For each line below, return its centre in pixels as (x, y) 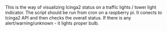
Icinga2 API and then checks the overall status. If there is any (68, 18)
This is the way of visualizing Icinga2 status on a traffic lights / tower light (81, 7)
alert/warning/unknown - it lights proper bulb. (52, 23)
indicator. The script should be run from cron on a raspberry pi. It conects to (84, 12)
